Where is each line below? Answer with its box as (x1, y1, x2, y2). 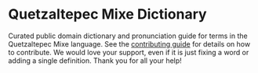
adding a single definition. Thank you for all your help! (8, 56, 182, 65)
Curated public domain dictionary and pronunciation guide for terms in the (8, 31, 249, 40)
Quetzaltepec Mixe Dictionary (8, 5, 207, 23)
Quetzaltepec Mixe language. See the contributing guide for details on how (8, 39, 251, 48)
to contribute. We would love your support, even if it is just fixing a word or (8, 47, 249, 57)
